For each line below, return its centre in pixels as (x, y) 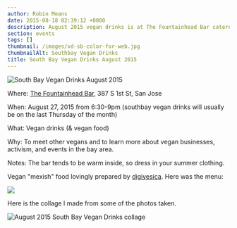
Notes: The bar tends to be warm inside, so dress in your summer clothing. (116, 163)
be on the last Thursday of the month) (62, 114)
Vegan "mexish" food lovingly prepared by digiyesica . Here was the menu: (115, 176)
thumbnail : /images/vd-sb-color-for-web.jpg (74, 46)
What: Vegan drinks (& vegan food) (58, 128)
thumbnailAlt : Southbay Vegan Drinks (63, 53)
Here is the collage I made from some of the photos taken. (92, 203)
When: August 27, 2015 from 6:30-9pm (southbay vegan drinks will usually (116, 107)
